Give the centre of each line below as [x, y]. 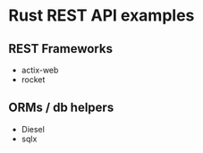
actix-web [40, 70]
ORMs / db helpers [61, 108]
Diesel [33, 129]
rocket [33, 80]
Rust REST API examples [101, 16]
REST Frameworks [61, 49]
